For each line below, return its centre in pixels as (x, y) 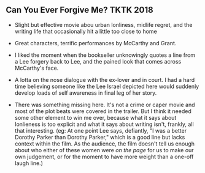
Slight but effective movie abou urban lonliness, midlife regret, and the (103, 24)
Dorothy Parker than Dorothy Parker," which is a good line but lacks (100, 137)
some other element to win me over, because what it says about (95, 117)
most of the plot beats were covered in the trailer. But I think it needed (103, 111)
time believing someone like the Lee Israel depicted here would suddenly (107, 86)
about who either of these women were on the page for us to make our (104, 150)
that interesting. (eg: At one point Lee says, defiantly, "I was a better (101, 130)
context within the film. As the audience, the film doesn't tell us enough (104, 144)
